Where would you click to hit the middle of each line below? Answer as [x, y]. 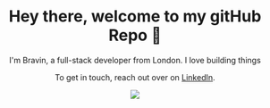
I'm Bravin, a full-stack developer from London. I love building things [135, 60]
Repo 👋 [135, 35]
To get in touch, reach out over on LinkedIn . [135, 77]
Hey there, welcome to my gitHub [135, 17]
